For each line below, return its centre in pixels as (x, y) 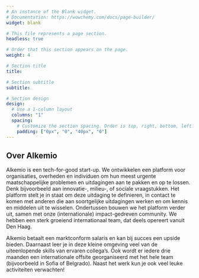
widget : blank (24, 23)
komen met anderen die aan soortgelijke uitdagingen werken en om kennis (97, 201)
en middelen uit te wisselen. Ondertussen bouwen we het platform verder (96, 208)
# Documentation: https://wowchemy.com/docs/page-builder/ (81, 17)
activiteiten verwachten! (36, 270)
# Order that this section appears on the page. (67, 50)
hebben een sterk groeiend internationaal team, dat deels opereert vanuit (95, 220)
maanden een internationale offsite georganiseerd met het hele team (90, 257)
